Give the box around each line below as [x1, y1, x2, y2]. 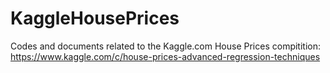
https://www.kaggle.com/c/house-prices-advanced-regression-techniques [10, 50, 321, 62]
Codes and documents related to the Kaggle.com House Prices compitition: [10, 40, 322, 52]
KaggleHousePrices [10, 7, 180, 30]
